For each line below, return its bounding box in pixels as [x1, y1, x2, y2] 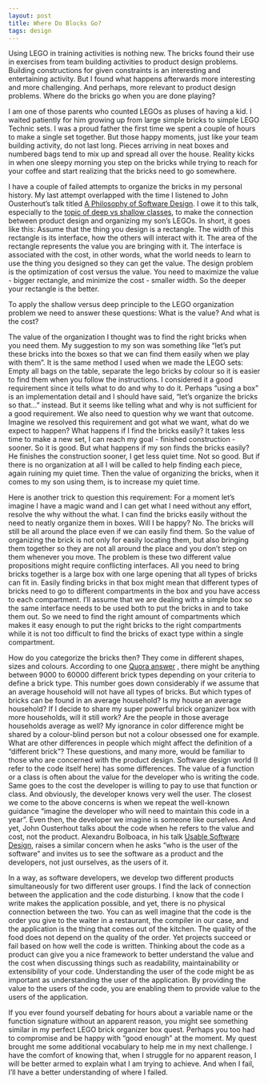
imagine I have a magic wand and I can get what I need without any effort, [8, 501, 252, 511]
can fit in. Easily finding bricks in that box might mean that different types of [8, 578, 258, 588]
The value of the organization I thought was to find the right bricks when [8, 332, 247, 342]
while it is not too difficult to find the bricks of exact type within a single [8, 629, 244, 638]
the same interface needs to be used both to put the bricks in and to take [8, 603, 249, 613]
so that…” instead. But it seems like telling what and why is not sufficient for [8, 400, 258, 410]
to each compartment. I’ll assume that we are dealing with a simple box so [8, 595, 253, 605]
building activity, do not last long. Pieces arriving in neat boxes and [8, 141, 230, 151]
